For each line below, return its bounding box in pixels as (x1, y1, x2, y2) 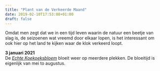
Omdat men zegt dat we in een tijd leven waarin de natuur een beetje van (5, 30, 154, 36)
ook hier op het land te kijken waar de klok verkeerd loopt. (5, 40, 123, 46)
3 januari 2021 (5, 50, 35, 56)
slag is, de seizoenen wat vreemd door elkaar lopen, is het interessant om (5, 35, 155, 41)
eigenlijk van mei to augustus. (5, 60, 65, 67)
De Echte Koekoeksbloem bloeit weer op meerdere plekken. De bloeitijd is (5, 55, 155, 61)
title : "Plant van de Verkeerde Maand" (5, 7, 87, 12)
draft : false (5, 16, 32, 21)
